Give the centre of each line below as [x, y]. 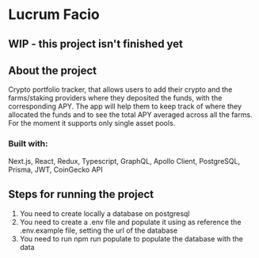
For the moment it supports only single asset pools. [92, 123]
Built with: [28, 144]
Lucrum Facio [54, 15]
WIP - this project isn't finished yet [96, 44]
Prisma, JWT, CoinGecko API [55, 169]
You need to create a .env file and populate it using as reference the [130, 222]
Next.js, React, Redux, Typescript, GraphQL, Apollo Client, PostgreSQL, [124, 161]
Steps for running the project [81, 194]
